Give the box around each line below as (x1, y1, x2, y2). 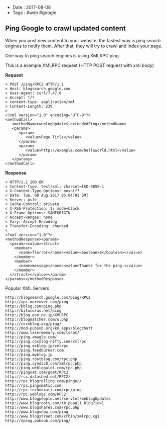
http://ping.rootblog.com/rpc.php (5, 357, 78, 362)
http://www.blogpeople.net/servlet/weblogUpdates (5, 396, 111, 401)
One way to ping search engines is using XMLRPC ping (5, 52, 119, 58)
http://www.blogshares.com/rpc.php (5, 405, 80, 410)
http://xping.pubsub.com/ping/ (5, 418, 71, 423)
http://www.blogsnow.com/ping (5, 409, 69, 414)
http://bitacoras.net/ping (5, 308, 62, 313)
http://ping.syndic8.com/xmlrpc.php (5, 361, 82, 366)
